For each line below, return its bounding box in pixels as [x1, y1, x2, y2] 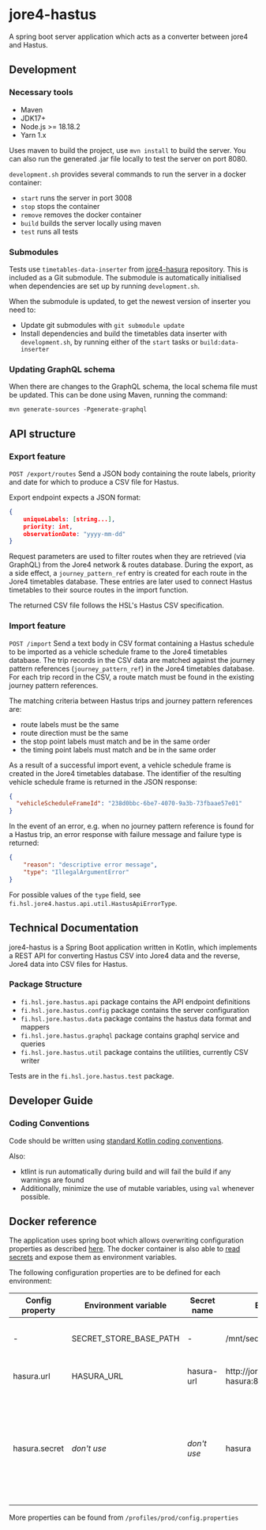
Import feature [9, 620, 66, 631]
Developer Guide [9, 1094, 94, 1108]
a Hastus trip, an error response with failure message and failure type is [9, 830, 242, 839]
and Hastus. [9, 40, 48, 49]
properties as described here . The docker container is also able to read [9, 1244, 241, 1254]
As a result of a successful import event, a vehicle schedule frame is [9, 760, 231, 770]
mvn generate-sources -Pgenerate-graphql [9, 405, 148, 413]
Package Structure [9, 979, 82, 990]
